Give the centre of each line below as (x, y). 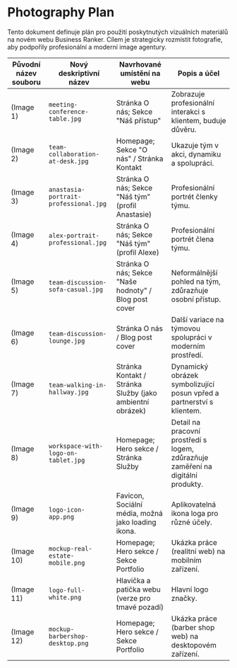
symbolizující (193, 384)
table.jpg (65, 119)
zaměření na (192, 466)
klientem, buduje (199, 120)
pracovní (186, 431)
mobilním (187, 560)
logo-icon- (67, 509)
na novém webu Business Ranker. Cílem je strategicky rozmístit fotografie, (115, 39)
